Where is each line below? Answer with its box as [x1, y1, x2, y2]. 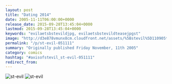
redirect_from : [5, 60, 38, 65]
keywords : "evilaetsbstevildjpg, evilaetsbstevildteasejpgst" [5, 31, 141, 36]
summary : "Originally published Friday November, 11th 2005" [5, 45, 139, 50]
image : [5, 36, 19, 41]
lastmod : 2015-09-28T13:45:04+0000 [5, 26, 81, 32]
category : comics [5, 50, 42, 55]
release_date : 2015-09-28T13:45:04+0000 [5, 21, 93, 27]
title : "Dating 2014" [5, 12, 52, 17]
